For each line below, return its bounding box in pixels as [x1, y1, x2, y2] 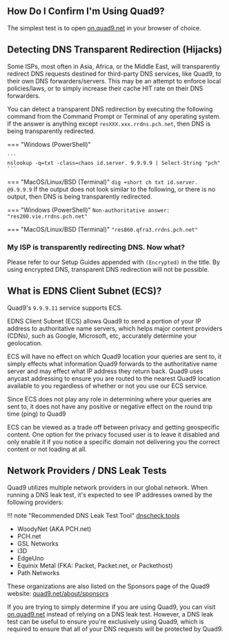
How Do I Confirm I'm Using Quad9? [7, 6, 166, 17]
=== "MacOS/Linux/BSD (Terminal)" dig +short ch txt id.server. [7, 177, 199, 186]
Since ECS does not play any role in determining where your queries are [7, 394, 212, 403]
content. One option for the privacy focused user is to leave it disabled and [7, 430, 220, 439]
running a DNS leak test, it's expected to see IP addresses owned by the [7, 490, 212, 499]
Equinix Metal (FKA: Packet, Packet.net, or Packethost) [17, 561, 173, 570]
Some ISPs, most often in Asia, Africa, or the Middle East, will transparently [7, 62, 221, 70]
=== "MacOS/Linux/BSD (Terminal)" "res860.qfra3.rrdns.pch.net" [7, 225, 199, 233]
